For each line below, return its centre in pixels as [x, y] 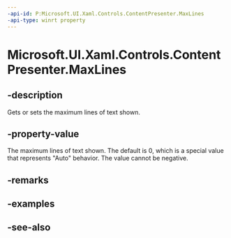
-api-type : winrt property [46, 20]
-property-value [43, 134]
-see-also [29, 228]
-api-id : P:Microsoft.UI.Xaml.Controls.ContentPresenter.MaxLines [106, 14]
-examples [31, 204]
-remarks [28, 180]
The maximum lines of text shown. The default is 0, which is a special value [116, 151]
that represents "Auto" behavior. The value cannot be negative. [98, 158]
